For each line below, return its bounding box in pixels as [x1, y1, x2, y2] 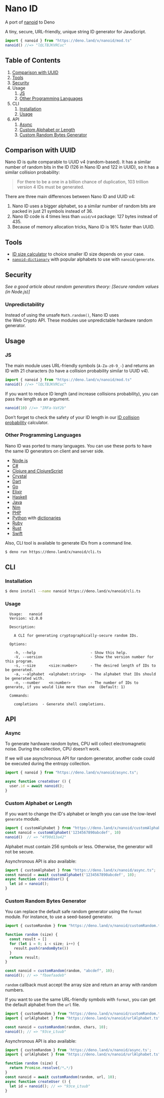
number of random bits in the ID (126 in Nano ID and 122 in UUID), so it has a [5, 164, 159, 170]
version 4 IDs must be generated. [17, 184, 84, 190]
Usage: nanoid [9, 611, 42, 617]
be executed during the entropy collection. [5, 761, 91, 767]
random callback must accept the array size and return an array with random [5, 982, 157, 988]
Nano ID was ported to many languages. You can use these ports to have [5, 443, 152, 449]
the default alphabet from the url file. [5, 1002, 81, 1008]
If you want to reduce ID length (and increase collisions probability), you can [5, 391, 159, 397]
